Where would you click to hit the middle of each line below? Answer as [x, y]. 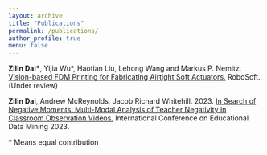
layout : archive [35, 16]
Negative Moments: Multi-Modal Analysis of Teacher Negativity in [117, 110]
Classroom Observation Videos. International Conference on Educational [129, 118]
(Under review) [33, 86]
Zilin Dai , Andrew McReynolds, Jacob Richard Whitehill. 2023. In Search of [132, 101]
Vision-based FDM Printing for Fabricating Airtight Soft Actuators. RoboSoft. [134, 77]
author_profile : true [45, 38]
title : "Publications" [46, 23]
